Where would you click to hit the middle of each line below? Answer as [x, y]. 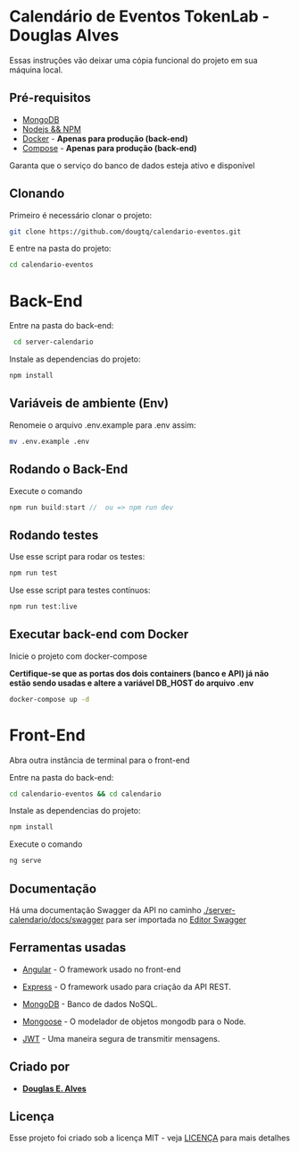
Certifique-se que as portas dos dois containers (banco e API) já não [139, 673]
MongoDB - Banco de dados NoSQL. [90, 1003]
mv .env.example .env [50, 441]
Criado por [39, 1067]
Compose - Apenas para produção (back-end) [110, 148]
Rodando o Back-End [69, 469]
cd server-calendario [53, 342]
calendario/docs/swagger [57, 920]
